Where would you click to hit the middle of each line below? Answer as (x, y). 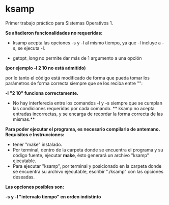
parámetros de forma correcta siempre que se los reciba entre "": (74, 83)
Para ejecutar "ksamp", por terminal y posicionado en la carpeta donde (87, 166)
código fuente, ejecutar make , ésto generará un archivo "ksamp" (81, 155)
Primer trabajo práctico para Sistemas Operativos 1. (59, 23)
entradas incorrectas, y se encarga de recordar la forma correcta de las (88, 114)
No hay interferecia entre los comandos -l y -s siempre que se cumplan (88, 103)
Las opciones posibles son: (35, 187)
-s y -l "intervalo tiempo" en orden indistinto (53, 196)
